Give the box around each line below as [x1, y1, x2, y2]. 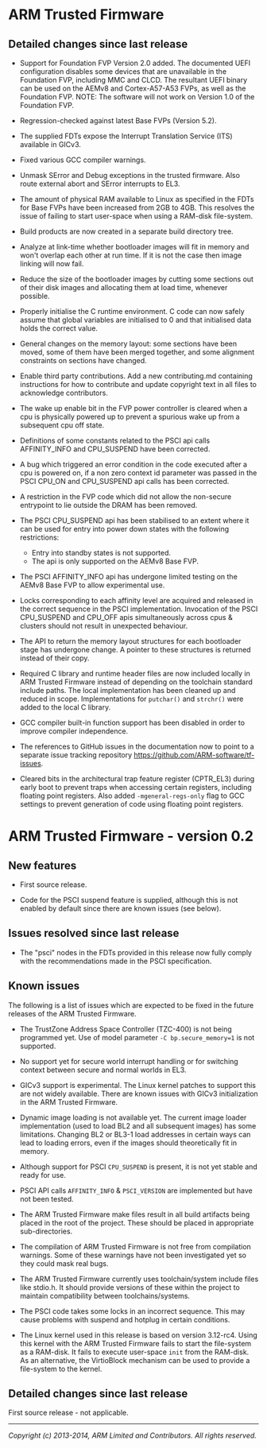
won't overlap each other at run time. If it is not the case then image [19, 250, 242, 260]
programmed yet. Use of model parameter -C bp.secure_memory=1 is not [19, 1032, 255, 1042]
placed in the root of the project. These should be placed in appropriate [19, 1218, 254, 1227]
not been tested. [19, 1194, 74, 1203]
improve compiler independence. [19, 726, 129, 736]
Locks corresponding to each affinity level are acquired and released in [19, 596, 253, 605]
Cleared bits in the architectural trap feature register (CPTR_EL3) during [19, 774, 255, 784]
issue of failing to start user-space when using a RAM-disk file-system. [19, 211, 253, 220]
